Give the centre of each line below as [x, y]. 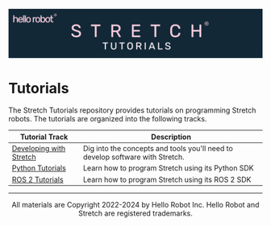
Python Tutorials [39, 168]
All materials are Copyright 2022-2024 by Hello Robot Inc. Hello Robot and [135, 205]
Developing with [39, 149]
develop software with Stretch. [134, 157]
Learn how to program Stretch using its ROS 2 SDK [167, 179]
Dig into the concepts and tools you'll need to [158, 149]
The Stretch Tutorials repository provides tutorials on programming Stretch [132, 110]
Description [171, 137]
